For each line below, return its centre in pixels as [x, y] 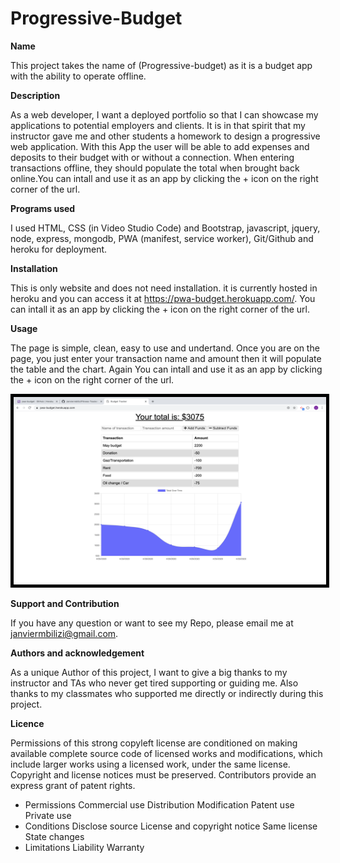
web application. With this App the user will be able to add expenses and [160, 146]
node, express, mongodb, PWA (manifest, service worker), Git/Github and [162, 238]
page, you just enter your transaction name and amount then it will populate [166, 358]
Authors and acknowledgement [77, 653]
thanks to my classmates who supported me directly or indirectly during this [167, 693]
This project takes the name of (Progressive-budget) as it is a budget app [161, 65]
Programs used [43, 208]
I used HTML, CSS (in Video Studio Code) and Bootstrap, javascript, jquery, [165, 228]
